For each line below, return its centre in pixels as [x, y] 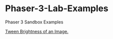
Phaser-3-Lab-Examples [57, 9]
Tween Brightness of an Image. [37, 31]
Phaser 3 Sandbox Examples [34, 22]
